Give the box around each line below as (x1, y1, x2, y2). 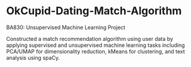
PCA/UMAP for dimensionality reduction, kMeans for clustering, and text (6, 47, 186, 55)
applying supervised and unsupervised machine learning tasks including (6, 42, 185, 49)
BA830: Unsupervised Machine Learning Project (6, 24, 126, 31)
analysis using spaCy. (6, 54, 60, 61)
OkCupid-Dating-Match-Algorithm (6, 4, 182, 18)
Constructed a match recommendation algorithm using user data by (6, 35, 174, 42)
